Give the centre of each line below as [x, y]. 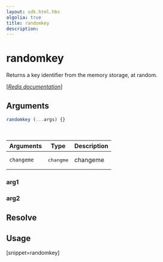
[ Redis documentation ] [34, 87]
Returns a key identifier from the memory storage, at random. [82, 75]
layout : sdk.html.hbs [33, 12]
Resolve [22, 218]
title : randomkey [28, 23]
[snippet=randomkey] [33, 252]
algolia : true [24, 17]
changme [58, 160]
